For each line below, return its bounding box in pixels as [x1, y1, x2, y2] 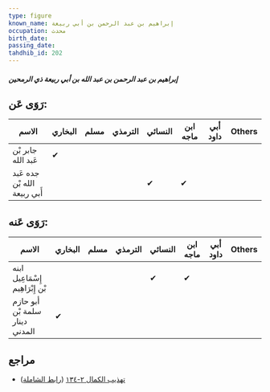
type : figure [8, 11, 52, 20]
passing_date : [8, 42, 56, 50]
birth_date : [8, 34, 48, 43]
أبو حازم [12, 296, 40, 307]
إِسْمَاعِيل [12, 272, 43, 284]
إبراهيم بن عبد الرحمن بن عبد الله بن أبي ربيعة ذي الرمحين [8, 74, 178, 84]
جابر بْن [12, 145, 38, 156]
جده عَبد [12, 168, 40, 179]
